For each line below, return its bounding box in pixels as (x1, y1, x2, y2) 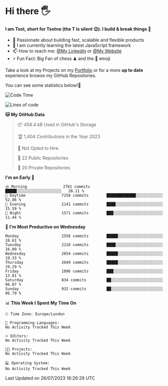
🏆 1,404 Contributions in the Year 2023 (17, 133, 101, 140)
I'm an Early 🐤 (5, 175, 35, 181)
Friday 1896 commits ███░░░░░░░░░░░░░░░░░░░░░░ (5, 269, 163, 274)
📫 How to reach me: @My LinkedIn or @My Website (12, 48, 122, 54)
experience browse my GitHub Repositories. (5, 72, 97, 79)
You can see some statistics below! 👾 (5, 83, 81, 89)
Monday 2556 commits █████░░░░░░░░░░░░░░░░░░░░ (5, 234, 163, 239)
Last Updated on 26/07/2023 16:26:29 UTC (5, 375, 96, 381)
